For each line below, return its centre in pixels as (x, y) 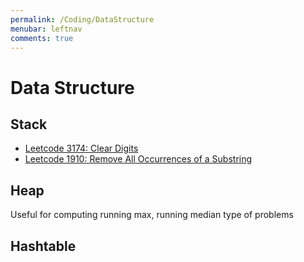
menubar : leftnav (46, 29)
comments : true (42, 38)
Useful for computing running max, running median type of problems (152, 215)
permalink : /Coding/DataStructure (82, 19)
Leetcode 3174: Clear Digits (81, 148)
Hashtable (43, 246)
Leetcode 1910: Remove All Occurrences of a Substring (138, 159)
